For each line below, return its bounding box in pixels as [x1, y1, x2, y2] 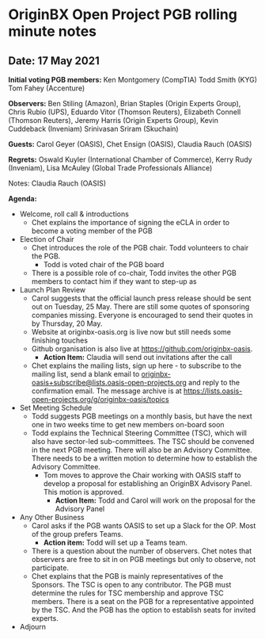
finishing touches [31, 335, 89, 345]
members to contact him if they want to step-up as [31, 277, 197, 286]
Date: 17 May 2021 [8, 54, 100, 67]
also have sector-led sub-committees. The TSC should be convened [31, 437, 255, 446]
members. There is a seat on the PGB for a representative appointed [31, 597, 255, 606]
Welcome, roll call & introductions [19, 209, 129, 219]
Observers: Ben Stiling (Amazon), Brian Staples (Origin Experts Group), [8, 99, 241, 108]
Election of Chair [19, 235, 74, 243]
